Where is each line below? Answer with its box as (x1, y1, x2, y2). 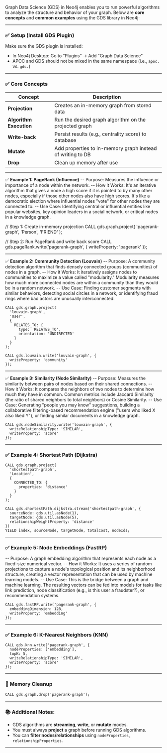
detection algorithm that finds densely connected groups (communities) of (5, 263, 158, 269)
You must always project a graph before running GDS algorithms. (12, 727, 147, 733)
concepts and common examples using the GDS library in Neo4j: (5, 15, 140, 20)
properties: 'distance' (18, 484, 68, 490)
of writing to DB (54, 151, 91, 158)
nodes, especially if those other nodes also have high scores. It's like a (5, 193, 150, 199)
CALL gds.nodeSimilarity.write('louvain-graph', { (5, 422, 112, 427)
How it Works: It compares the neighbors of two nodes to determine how (5, 386, 155, 392)
